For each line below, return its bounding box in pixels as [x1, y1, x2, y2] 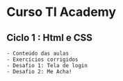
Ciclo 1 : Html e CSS [6, 32, 93, 44]
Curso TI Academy [6, 4, 116, 20]
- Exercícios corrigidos [6, 56, 79, 63]
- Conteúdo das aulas [6, 50, 69, 57]
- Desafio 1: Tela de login [6, 62, 88, 69]
